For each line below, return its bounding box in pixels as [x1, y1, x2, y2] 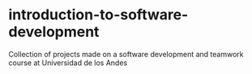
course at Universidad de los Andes [8, 58, 128, 68]
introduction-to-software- [8, 6, 189, 24]
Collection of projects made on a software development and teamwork [8, 49, 244, 59]
